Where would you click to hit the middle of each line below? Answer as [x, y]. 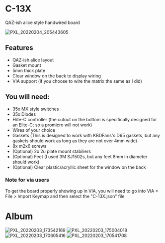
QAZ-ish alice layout [33, 60]
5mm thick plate [29, 70]
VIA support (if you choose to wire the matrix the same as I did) [77, 81]
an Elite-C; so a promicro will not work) [52, 125]
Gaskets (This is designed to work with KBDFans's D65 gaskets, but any [86, 135]
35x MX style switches [36, 109]
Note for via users [27, 180]
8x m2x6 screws [29, 146]
